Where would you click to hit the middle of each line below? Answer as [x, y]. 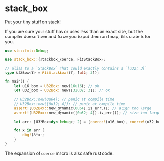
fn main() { [17, 81]
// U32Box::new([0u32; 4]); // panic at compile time [70, 104]
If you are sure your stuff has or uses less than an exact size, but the [74, 31]
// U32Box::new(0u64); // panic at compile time [64, 99]
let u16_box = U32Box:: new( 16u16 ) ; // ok [56, 86]
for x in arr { [29, 130]
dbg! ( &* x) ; [34, 135]
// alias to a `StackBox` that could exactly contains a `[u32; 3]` [76, 68]
